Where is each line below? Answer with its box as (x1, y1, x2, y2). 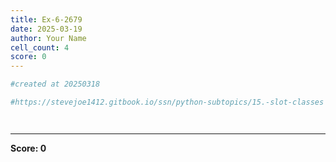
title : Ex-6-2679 (10, 14, 83, 25)
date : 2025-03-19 (10, 24, 83, 34)
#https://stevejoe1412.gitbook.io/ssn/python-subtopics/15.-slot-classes (10, 97, 325, 107)
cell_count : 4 (10, 42, 70, 53)
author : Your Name (10, 33, 87, 43)
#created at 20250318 (10, 79, 101, 90)
